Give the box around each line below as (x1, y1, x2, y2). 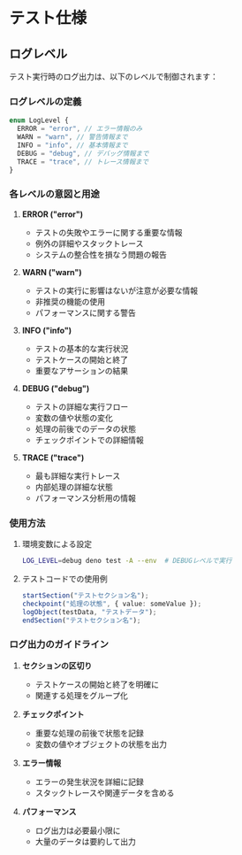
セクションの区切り (21, 660, 93, 671)
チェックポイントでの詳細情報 (34, 435, 144, 445)
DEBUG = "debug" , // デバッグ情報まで (17, 149, 149, 158)
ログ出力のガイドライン (9, 638, 109, 651)
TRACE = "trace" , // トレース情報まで (17, 157, 149, 166)
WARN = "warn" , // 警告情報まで (17, 133, 128, 142)
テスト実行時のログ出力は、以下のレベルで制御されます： (9, 72, 218, 81)
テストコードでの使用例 (21, 573, 108, 584)
